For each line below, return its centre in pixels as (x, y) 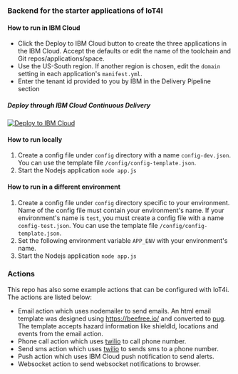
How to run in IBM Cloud (44, 28)
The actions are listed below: (50, 297)
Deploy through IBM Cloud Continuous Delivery (79, 105)
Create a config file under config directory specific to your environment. (124, 202)
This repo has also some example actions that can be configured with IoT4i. (118, 289)
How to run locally (35, 139)
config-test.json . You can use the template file (88, 225)
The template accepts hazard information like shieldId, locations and (118, 326)
